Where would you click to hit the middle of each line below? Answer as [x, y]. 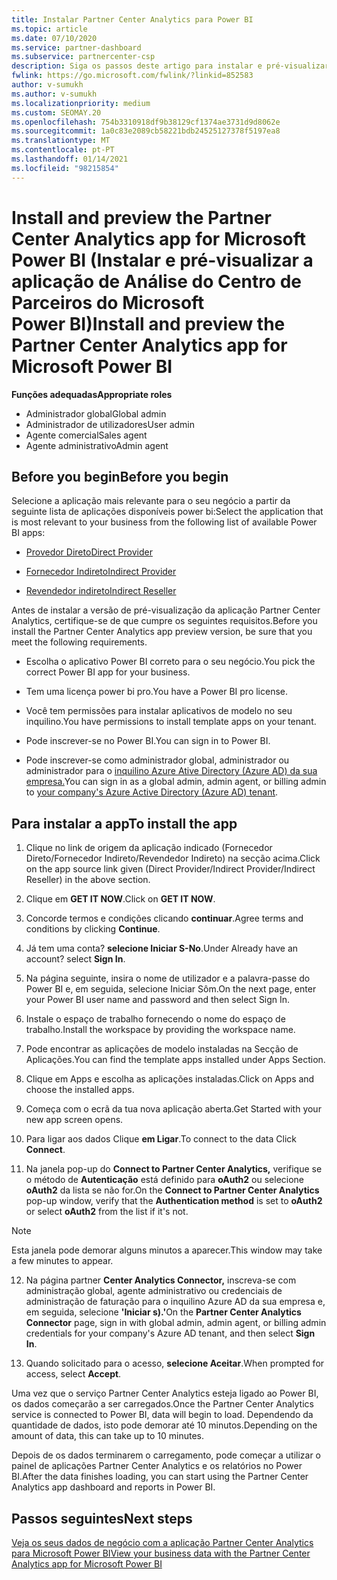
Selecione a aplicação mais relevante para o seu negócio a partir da [151, 501]
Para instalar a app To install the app [124, 823]
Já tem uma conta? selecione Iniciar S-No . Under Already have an [162, 948]
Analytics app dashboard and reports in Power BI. [113, 1487]
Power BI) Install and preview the [148, 323]
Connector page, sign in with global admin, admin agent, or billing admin [176, 1323]
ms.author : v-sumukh [54, 94]
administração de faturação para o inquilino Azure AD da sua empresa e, [175, 1302]
